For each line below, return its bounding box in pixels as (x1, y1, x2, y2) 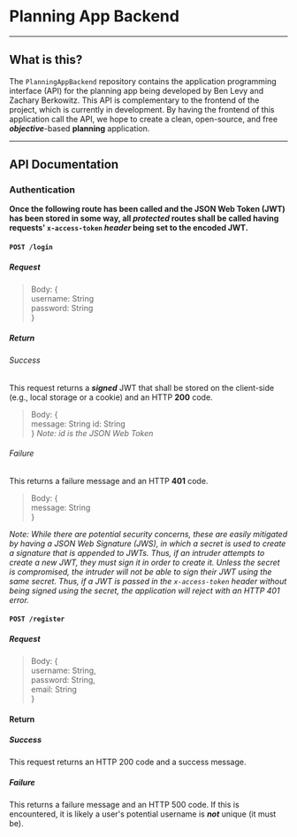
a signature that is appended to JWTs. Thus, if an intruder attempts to (9, 547, 265, 558)
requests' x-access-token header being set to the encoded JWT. (9, 223, 249, 233)
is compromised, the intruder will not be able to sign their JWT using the (9, 566, 272, 577)
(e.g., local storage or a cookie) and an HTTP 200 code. (9, 392, 214, 403)
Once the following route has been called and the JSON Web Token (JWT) (9, 204, 286, 215)
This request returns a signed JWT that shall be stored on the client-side (9, 382, 275, 393)
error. (9, 594, 29, 605)
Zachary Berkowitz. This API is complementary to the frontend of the (9, 95, 260, 106)
